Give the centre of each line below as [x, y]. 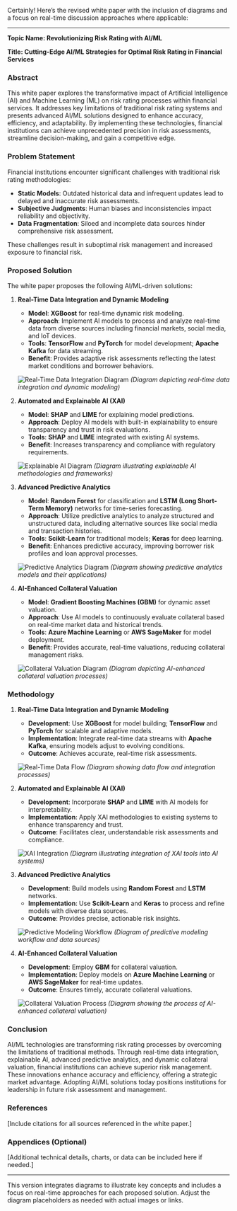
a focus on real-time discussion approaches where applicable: [98, 18]
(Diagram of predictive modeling [161, 932]
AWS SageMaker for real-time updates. [86, 982]
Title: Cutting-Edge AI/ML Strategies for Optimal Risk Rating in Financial [115, 52]
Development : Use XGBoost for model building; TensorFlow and [123, 723]
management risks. [56, 655]
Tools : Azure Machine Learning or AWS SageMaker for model [120, 632]
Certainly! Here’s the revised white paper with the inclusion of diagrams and [117, 10]
